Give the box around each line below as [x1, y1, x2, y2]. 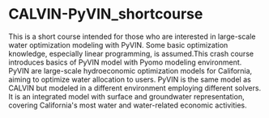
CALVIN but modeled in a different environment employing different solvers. [8, 82, 262, 93]
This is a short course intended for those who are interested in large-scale [8, 32, 257, 41]
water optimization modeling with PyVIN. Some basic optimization [8, 40, 228, 49]
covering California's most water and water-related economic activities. [8, 100, 247, 110]
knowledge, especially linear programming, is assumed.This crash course [8, 48, 254, 58]
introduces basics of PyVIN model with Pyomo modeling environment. [8, 57, 242, 67]
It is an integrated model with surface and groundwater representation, [8, 91, 245, 101]
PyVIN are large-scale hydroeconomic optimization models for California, [8, 65, 253, 75]
